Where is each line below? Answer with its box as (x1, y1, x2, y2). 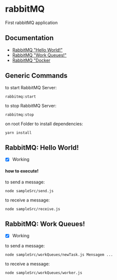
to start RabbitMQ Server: (5, 84, 57, 90)
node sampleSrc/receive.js (5, 206, 60, 211)
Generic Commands (5, 72, 68, 80)
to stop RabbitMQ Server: (5, 102, 57, 108)
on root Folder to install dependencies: (5, 121, 84, 127)
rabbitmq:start (5, 94, 36, 99)
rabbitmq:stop (5, 112, 34, 117)
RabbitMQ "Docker (12, 57, 51, 63)
